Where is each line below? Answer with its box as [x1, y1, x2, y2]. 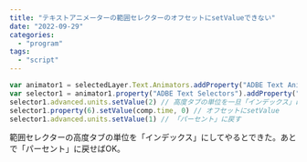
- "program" [17, 38, 64, 48]
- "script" [17, 56, 59, 65]
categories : [9, 30, 55, 39]
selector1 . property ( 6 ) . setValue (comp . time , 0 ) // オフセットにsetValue [9, 106, 281, 115]
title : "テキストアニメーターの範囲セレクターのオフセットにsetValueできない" [9, 13, 276, 23]
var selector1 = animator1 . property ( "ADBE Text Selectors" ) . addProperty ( [9, 88, 297, 98]
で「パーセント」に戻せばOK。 [9, 143, 126, 155]
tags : [9, 47, 30, 56]
